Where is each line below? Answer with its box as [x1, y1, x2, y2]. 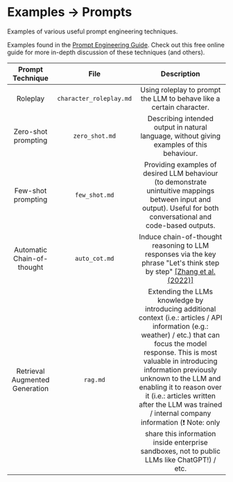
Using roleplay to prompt [139, 85, 221, 95]
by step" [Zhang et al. [145, 266, 216, 276]
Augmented [11, 375, 50, 385]
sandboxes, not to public [140, 446, 221, 456]
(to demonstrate [154, 177, 207, 186]
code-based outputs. [145, 220, 216, 230]
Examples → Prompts [7, 4, 132, 20]
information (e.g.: [152, 321, 209, 331]
